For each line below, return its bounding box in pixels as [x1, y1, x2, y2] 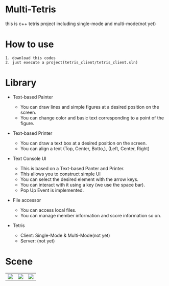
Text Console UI [12, 155, 47, 161]
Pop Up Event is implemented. [20, 187, 84, 193]
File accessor [12, 197, 41, 203]
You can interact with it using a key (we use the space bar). [20, 181, 146, 188]
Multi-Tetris [5, 4, 56, 15]
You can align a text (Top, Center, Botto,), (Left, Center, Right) [20, 145, 150, 152]
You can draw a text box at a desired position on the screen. [20, 140, 147, 146]
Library [5, 77, 37, 89]
